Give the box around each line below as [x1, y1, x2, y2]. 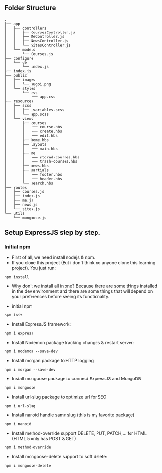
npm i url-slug [4, 403, 36, 408]
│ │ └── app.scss [4, 112, 49, 117]
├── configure [4, 56, 34, 61]
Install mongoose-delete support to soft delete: [11, 453, 108, 459]
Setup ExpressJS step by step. [4, 228, 100, 237]
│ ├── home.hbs [4, 137, 49, 142]
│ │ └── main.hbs [4, 146, 58, 151]
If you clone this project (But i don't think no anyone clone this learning [11, 259, 156, 265]
